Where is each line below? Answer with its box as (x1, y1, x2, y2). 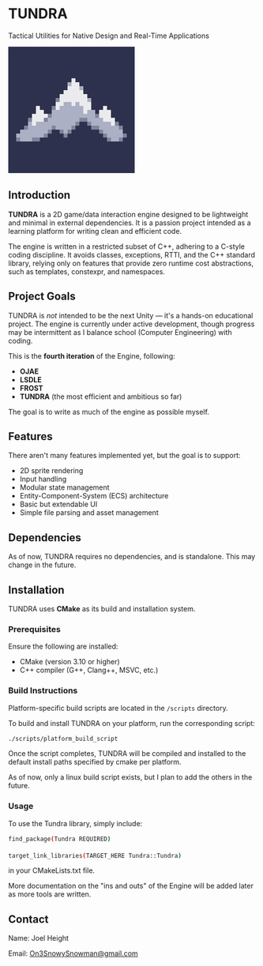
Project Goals (8, 290, 77, 303)
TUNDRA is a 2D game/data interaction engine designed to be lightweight (8, 209, 249, 219)
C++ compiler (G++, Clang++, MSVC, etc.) (19, 665, 159, 675)
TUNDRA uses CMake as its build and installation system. (8, 604, 196, 613)
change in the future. (8, 560, 77, 569)
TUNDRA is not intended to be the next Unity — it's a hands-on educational (8, 310, 254, 320)
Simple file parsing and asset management (19, 508, 160, 517)
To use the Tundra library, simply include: (8, 818, 143, 828)
